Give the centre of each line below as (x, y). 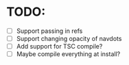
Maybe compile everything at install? (68, 54)
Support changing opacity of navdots (69, 39)
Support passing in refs (49, 31)
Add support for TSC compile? (59, 47)
